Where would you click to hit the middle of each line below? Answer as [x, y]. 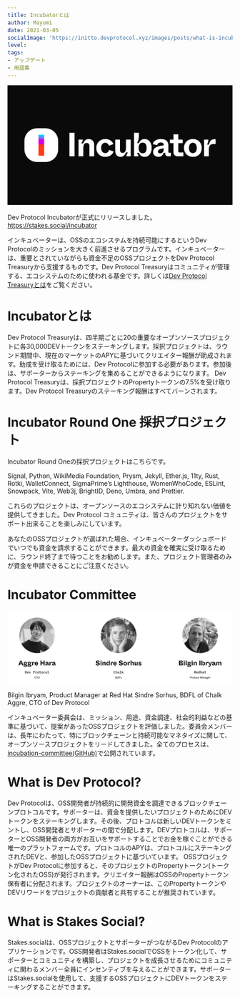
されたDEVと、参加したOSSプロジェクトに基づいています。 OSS [102, 857]
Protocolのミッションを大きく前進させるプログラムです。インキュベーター [116, 249]
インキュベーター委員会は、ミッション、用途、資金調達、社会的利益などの [117, 717]
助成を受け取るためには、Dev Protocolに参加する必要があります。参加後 [125, 364]
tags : [15, 53]
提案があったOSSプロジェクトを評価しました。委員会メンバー [141, 727]
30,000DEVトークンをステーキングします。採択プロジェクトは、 [121, 346]
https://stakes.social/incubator [52, 225]
